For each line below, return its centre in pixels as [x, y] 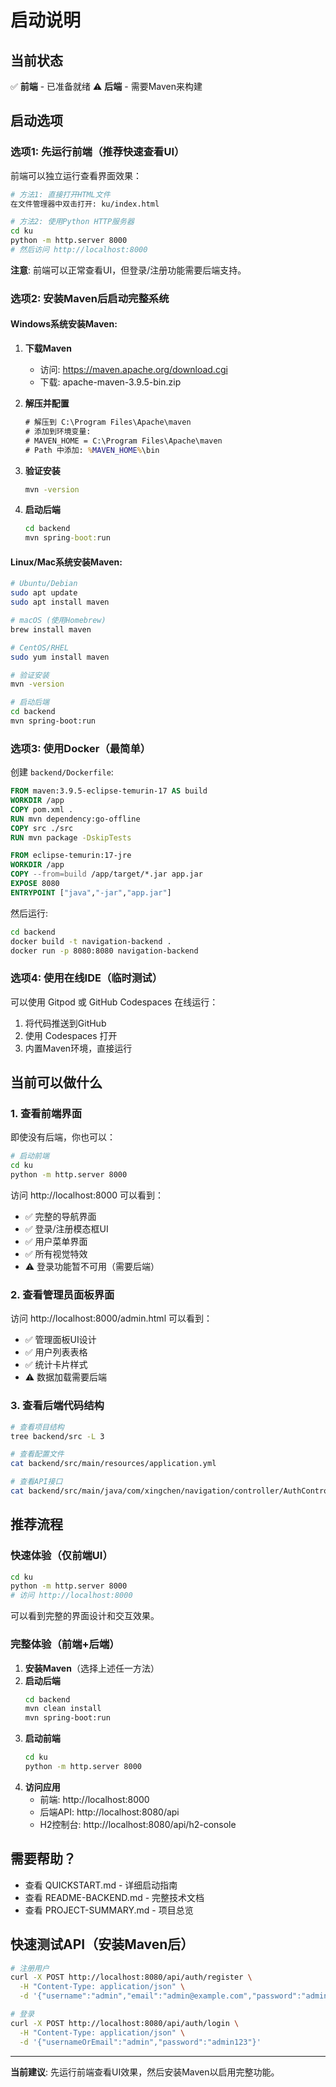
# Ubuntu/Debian [44, 584]
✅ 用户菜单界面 [56, 1242]
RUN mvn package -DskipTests [71, 837]
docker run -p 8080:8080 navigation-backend [104, 951]
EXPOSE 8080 [35, 884]
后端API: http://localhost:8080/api [109, 1812]
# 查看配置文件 [37, 1454]
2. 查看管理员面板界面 [62, 1294]
